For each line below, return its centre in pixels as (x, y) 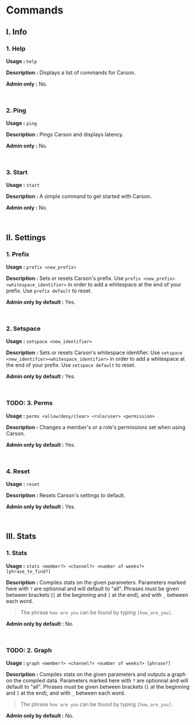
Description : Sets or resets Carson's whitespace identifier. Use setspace (94, 353)
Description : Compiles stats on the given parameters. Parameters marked (96, 582)
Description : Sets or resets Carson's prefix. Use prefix (73, 278)
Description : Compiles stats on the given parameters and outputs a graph (96, 675)
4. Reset (18, 471)
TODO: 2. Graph (29, 650)
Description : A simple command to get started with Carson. (79, 196)
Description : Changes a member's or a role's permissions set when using (96, 427)
